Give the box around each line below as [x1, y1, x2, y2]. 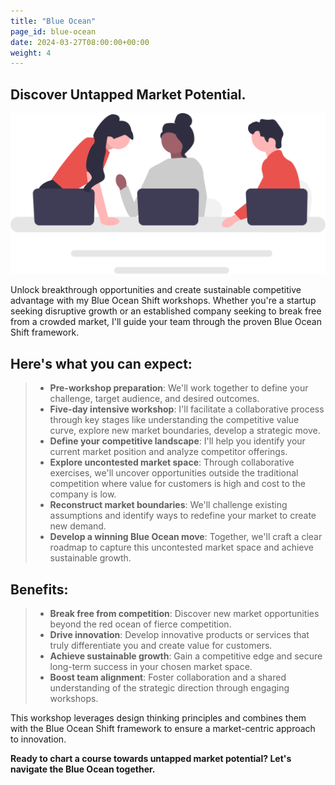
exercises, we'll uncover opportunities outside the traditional [49, 467, 299, 479]
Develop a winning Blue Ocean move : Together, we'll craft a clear [49, 531, 323, 543]
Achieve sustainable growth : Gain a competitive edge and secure [49, 650, 323, 662]
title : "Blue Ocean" [10, 16, 97, 26]
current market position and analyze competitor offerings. [49, 446, 288, 458]
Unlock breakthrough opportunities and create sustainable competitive [10, 284, 302, 296]
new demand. [49, 520, 107, 532]
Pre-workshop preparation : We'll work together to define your [49, 382, 309, 394]
